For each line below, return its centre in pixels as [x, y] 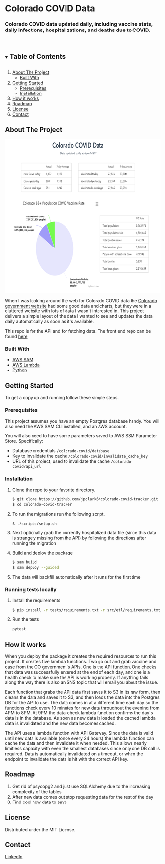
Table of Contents [37, 56]
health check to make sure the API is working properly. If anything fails [77, 678]
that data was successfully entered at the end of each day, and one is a [78, 672]
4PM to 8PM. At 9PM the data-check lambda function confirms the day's [79, 713]
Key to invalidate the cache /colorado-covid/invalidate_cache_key [80, 456]
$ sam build [24, 562]
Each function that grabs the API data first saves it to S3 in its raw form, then [83, 692]
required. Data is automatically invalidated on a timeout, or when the [74, 754]
